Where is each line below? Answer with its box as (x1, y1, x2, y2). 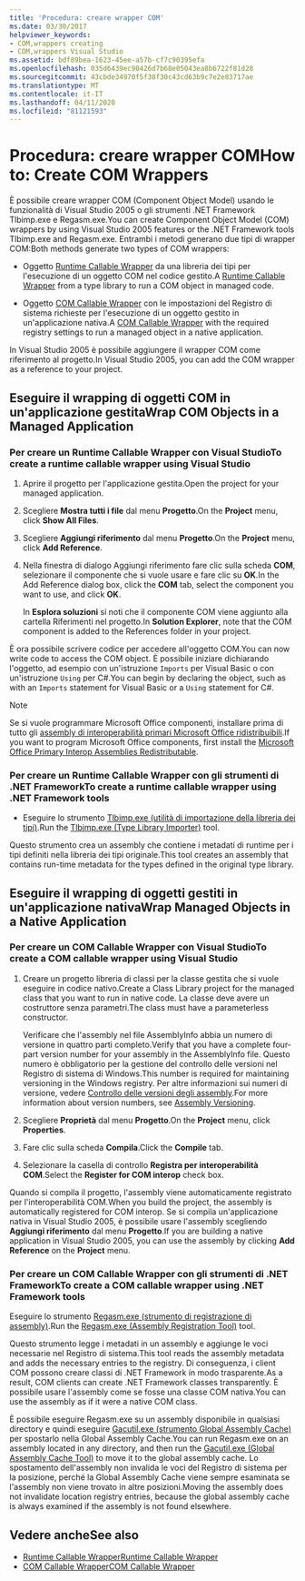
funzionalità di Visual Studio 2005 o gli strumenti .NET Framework (9, 205, 256, 216)
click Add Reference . (22, 542, 103, 553)
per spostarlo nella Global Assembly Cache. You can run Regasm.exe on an (9, 1434, 289, 1445)
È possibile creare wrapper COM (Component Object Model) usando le (9, 195, 274, 206)
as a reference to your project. (9, 364, 123, 375)
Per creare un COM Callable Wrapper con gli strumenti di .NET (9, 1267, 289, 1280)
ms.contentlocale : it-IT (9, 89, 103, 98)
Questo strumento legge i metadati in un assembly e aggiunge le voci (9, 1338, 269, 1349)
